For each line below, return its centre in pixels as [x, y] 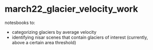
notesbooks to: [20, 23]
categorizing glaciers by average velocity [54, 32]
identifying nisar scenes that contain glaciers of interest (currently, [80, 37]
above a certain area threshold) [44, 42]
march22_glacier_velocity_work [72, 9]
